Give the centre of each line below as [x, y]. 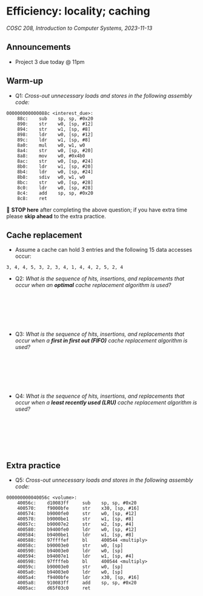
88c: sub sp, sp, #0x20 [55, 119]
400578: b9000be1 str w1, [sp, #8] [76, 519]
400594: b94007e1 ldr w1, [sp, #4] [76, 556]
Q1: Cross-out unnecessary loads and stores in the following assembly [104, 95]
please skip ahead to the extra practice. [56, 216]
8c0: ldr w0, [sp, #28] [55, 188]
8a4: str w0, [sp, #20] [55, 150]
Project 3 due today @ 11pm [50, 61]
